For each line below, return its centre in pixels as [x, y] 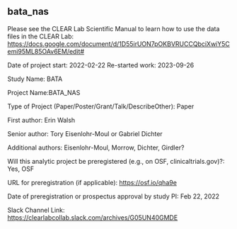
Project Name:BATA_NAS [44, 92]
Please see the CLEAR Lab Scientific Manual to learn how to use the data [114, 28]
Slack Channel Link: [36, 210]
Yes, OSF [21, 169]
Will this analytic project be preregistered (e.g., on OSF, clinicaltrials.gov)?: [116, 161]
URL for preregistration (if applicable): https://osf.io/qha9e [92, 182]
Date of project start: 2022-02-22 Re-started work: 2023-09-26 [101, 65]
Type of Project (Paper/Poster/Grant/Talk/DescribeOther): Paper [101, 106]
